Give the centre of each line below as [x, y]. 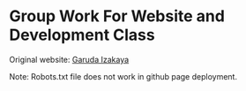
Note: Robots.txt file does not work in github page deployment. [123, 76]
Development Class [82, 35]
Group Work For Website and [117, 16]
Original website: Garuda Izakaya [69, 59]
